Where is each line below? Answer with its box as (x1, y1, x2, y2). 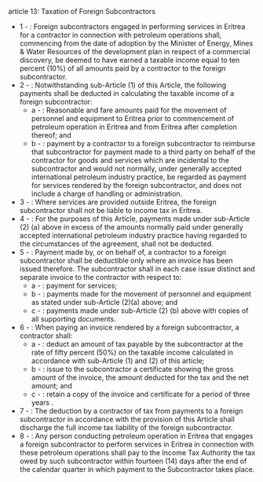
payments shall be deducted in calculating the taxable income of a (19, 89, 235, 98)
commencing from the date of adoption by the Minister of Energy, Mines (19, 39, 254, 48)
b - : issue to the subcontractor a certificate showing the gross (31, 365, 234, 373)
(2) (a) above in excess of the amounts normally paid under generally (19, 223, 243, 231)
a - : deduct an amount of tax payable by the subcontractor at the (31, 340, 243, 348)
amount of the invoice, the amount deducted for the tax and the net (31, 373, 249, 382)
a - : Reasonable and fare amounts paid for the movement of (31, 105, 227, 115)
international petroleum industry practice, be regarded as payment (31, 172, 247, 182)
